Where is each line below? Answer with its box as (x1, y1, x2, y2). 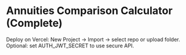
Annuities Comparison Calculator (6, 4, 173, 18)
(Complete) (6, 16, 63, 30)
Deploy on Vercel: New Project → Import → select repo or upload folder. (6, 36, 181, 43)
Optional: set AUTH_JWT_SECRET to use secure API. (6, 42, 134, 49)
